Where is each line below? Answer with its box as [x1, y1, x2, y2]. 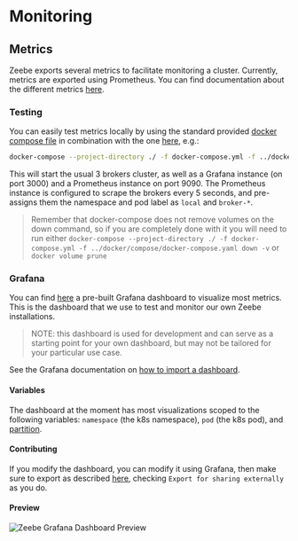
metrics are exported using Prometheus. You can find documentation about [9, 74, 285, 85]
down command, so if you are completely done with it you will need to [30, 223, 287, 234]
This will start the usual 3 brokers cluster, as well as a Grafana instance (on [9, 169, 283, 179]
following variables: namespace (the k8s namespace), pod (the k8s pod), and [9, 414, 284, 425]
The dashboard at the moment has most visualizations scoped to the [9, 404, 260, 415]
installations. [9, 311, 56, 322]
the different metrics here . [9, 84, 105, 94]
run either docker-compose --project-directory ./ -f [30, 233, 228, 244]
